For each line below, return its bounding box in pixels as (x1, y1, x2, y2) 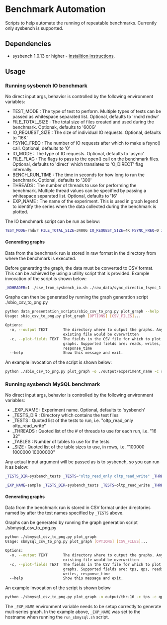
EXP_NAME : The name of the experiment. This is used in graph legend (12, 198, 158, 205)
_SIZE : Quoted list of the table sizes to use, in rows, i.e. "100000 (12, 444, 145, 450)
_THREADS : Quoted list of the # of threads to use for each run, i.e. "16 (12, 428, 157, 434)
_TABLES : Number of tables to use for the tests (12, 439, 110, 445)
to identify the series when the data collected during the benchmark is (12, 204, 157, 209)
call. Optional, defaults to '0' (12, 145, 71, 151)
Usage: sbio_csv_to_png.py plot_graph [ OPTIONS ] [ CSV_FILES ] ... (5, 313, 141, 319)
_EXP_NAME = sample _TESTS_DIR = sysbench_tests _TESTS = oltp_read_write (5, 483, 150, 488)
